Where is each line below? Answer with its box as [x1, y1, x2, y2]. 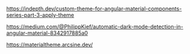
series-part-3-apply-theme [6, 11, 74, 19]
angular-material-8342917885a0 [6, 29, 88, 37]
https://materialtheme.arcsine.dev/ [6, 41, 93, 48]
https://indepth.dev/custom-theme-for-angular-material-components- [6, 5, 182, 12]
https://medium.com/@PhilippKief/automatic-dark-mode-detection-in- [6, 23, 184, 30]
